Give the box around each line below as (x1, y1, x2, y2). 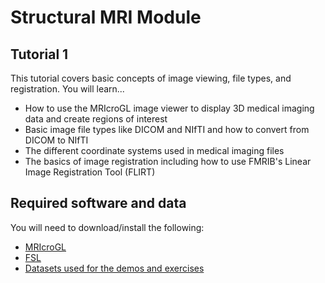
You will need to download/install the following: (10, 221, 205, 233)
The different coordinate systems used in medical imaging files (24, 145, 285, 156)
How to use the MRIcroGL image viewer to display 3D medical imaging (24, 102, 315, 114)
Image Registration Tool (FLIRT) (24, 166, 156, 178)
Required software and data (10, 195, 187, 212)
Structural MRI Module (10, 6, 202, 29)
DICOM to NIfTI (24, 134, 89, 146)
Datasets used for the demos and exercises (24, 262, 205, 274)
